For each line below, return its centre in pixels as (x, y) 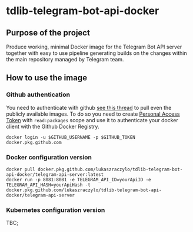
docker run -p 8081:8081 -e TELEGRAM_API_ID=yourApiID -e (79, 179)
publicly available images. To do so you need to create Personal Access (93, 114)
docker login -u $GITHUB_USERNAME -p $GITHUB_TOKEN (71, 137)
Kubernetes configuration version (56, 210)
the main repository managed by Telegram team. (65, 59)
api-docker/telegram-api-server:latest (55, 174)
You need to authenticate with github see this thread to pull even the (89, 107)
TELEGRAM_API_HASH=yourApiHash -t (49, 185)
